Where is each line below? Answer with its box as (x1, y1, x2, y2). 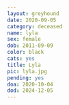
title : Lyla (7, 61, 41, 68)
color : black (7, 49, 44, 56)
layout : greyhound (7, 10, 59, 17)
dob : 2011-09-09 (7, 42, 53, 49)
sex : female (7, 36, 41, 43)
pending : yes (7, 74, 44, 82)
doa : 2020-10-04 (7, 81, 53, 88)
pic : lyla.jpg (7, 68, 48, 75)
